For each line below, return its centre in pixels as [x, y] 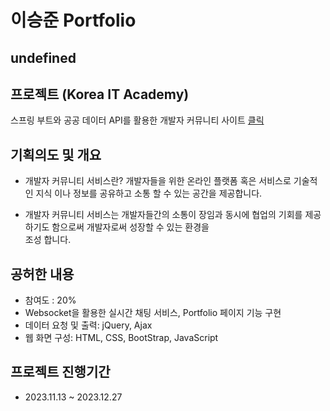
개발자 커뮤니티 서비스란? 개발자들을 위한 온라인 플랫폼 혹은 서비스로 [158, 181]
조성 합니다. [48, 240]
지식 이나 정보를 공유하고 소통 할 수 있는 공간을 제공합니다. [149, 193]
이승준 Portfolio [73, 20]
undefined [43, 57]
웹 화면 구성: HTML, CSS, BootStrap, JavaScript [121, 338]
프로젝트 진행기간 [60, 372]
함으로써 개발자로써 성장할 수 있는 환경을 [130, 227]
